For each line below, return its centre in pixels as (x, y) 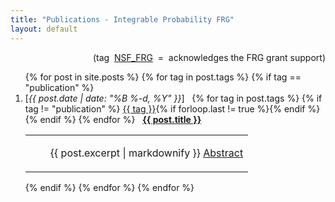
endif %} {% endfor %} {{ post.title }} (120, 119)
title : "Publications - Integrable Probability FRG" (122, 19)
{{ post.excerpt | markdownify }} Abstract (146, 153)
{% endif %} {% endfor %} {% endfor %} (109, 187)
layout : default (44, 29)
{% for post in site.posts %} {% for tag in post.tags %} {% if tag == (163, 77)
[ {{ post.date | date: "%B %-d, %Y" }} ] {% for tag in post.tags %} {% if (173, 98)
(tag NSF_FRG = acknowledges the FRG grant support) (209, 57)
